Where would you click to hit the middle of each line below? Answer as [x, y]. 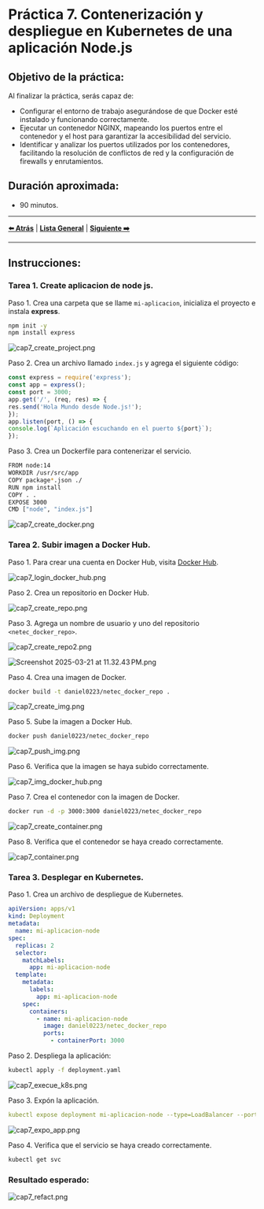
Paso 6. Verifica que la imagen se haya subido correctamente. [109, 767]
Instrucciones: [44, 263]
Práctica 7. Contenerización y [106, 15]
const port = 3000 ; [40, 392]
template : [31, 975]
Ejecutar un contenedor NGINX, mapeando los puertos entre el [121, 128]
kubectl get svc [35, 1159]
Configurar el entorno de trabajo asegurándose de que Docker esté [128, 111]
